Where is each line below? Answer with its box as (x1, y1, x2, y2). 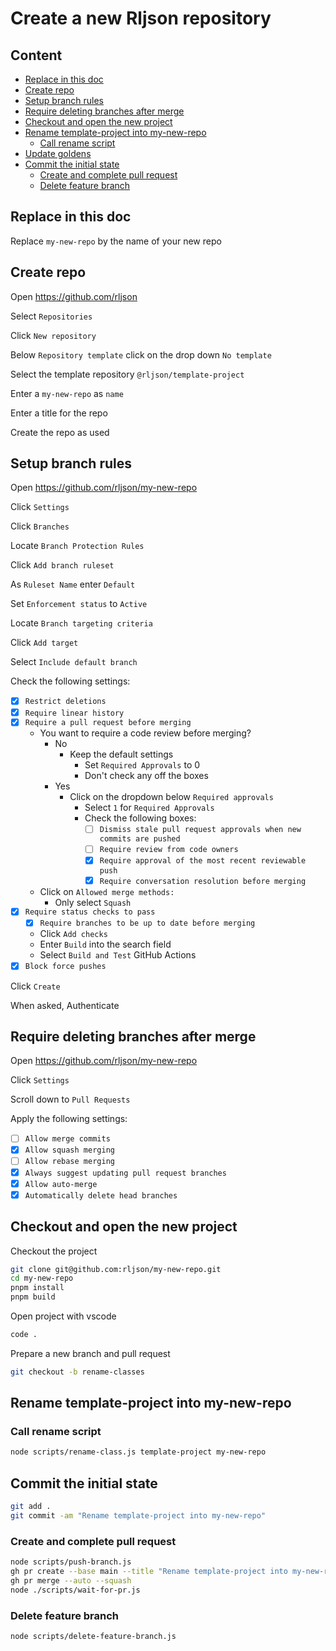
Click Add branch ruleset (10, 559, 115, 571)
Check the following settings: (10, 675, 131, 687)
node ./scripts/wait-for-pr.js (10, 1585, 141, 1595)
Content (10, 47, 63, 64)
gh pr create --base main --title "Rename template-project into (10, 1567, 288, 1577)
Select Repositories (10, 310, 93, 322)
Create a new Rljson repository (10, 7, 272, 30)
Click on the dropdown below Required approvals (69, 791, 274, 803)
